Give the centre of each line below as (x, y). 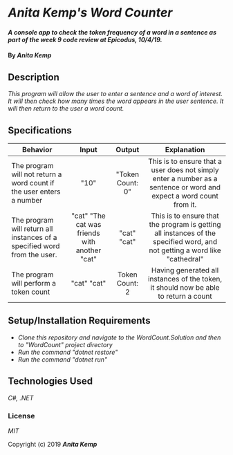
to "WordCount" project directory (65, 344)
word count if (33, 183)
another (88, 250)
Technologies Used (50, 381)
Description (34, 77)
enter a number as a (185, 179)
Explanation (185, 150)
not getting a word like (185, 250)
